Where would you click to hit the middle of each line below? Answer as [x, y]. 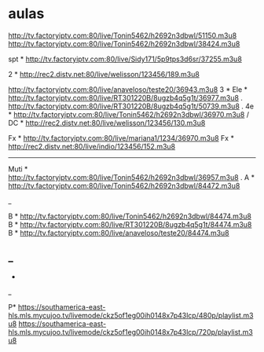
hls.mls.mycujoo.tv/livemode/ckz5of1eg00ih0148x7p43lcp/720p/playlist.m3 [130, 332]
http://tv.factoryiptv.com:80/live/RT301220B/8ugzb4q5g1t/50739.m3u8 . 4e [131, 106]
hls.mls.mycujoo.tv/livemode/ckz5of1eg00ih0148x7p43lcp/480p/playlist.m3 [131, 315]
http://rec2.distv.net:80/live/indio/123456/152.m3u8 [92, 146]
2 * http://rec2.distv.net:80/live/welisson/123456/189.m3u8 [104, 74]
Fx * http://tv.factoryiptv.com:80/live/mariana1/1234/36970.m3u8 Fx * [121, 137]
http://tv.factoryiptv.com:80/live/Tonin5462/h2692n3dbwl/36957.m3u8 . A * [132, 177]
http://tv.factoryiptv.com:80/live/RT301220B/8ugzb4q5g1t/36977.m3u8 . [126, 97]
